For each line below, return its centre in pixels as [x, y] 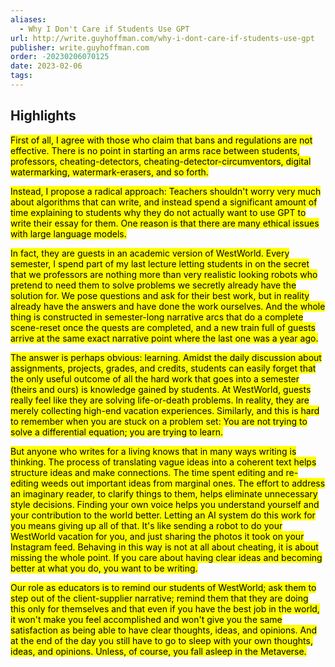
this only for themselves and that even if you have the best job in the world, [165, 608]
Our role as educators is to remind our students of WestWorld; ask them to [163, 587]
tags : [21, 76]
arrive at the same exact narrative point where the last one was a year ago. [164, 338]
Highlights [43, 116]
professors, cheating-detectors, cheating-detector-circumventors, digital [161, 161]
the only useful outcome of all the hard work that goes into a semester [155, 378]
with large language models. [68, 233]
